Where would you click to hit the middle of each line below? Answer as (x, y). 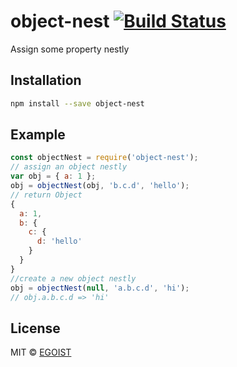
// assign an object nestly (69, 167)
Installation (46, 80)
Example (38, 135)
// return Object (46, 195)
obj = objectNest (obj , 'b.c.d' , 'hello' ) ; (100, 186)
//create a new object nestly (73, 278)
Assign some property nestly (70, 49)
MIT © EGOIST (41, 352)
